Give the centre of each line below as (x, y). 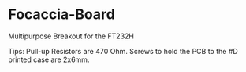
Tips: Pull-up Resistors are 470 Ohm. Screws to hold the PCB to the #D (123, 51)
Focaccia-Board (62, 14)
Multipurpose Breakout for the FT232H (71, 36)
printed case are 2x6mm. (49, 59)
